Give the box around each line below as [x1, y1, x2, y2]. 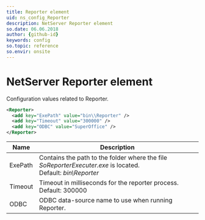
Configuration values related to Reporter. [6, 95, 109, 102]
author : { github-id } [6, 32, 59, 38]
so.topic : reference [6, 43, 59, 49]
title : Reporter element [6, 9, 70, 15]
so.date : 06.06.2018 [6, 26, 59, 32]
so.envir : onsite [6, 49, 51, 55]
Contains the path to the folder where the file [38, 154, 168, 162]
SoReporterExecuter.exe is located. [38, 161, 140, 169]
